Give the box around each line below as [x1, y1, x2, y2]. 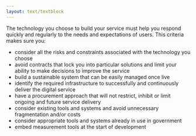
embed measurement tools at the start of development [14, 123, 146, 130]
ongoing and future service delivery [14, 98, 101, 106]
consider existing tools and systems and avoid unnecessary [14, 104, 159, 111]
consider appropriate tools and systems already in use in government [14, 117, 183, 124]
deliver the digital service [14, 86, 76, 93]
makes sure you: [6, 37, 46, 44]
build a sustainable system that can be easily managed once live [14, 73, 170, 80]
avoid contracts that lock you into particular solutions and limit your [14, 61, 177, 68]
